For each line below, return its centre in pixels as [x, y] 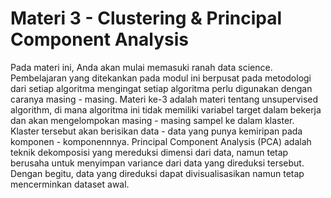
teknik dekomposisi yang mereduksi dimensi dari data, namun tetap [149, 152]
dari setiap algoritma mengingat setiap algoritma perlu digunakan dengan [161, 88]
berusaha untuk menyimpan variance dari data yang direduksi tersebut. [157, 163]
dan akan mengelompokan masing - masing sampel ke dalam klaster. [152, 120]
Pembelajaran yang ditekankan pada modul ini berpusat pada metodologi [161, 78]
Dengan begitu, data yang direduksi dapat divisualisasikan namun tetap [157, 173]
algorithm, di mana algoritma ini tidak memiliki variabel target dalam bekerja [166, 109]
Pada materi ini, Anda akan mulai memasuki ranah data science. [141, 67]
